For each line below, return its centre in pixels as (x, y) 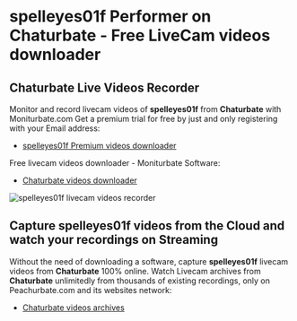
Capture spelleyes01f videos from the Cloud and (147, 226)
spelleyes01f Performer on (110, 17)
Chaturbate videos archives (74, 308)
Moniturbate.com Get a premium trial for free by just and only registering (144, 119)
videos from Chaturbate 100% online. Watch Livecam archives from (135, 271)
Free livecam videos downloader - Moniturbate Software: (115, 163)
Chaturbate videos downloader (79, 180)
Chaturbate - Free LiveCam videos (140, 35)
